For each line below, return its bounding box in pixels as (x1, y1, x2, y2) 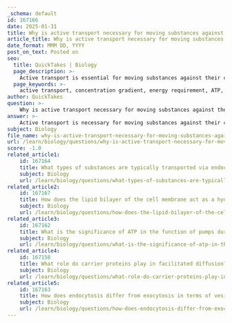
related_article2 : (7, 184, 60, 190)
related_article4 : (7, 248, 60, 255)
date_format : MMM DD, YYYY (7, 42, 85, 49)
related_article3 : (7, 215, 60, 222)
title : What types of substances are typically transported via (19, 164, 209, 171)
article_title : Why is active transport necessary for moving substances (7, 36, 224, 43)
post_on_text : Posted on (7, 49, 79, 56)
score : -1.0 (7, 145, 41, 152)
